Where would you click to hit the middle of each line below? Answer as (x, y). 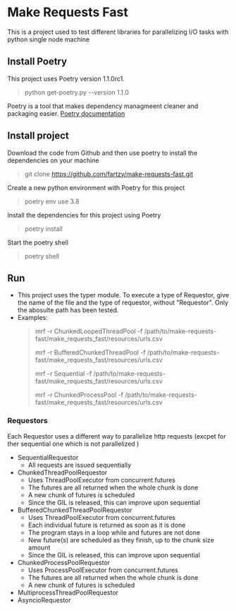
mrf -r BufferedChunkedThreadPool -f (90, 352)
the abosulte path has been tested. (68, 310)
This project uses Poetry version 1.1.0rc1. (66, 78)
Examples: (32, 318)
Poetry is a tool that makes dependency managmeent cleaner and (103, 106)
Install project (38, 136)
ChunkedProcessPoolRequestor (64, 562)
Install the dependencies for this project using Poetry (84, 215)
